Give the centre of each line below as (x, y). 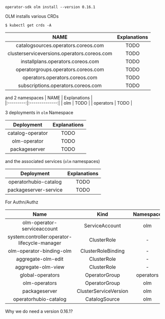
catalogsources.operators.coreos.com (60, 45)
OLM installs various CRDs (32, 16)
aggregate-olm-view (40, 267)
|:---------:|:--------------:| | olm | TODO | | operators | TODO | (69, 103)
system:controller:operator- (40, 237)
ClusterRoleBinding (103, 251)
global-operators (40, 275)
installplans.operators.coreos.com (60, 61)
